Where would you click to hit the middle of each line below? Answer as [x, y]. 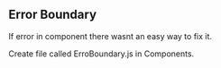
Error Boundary [52, 15]
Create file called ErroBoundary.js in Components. [101, 54]
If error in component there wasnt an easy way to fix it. [110, 36]
